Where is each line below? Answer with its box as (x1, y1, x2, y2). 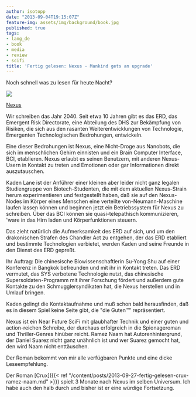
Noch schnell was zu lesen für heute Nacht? (6, 79, 113, 86)
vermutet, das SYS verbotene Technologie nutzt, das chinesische (6, 270, 164, 277)
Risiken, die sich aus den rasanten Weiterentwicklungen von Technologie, (6, 125, 184, 133)
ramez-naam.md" (6, 378, 49, 385)
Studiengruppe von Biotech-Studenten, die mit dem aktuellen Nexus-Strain (6, 185, 187, 192)
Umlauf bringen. (6, 289, 46, 296)
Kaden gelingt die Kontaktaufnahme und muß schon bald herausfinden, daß (6, 300, 189, 308)
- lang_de (6, 36, 30, 42)
